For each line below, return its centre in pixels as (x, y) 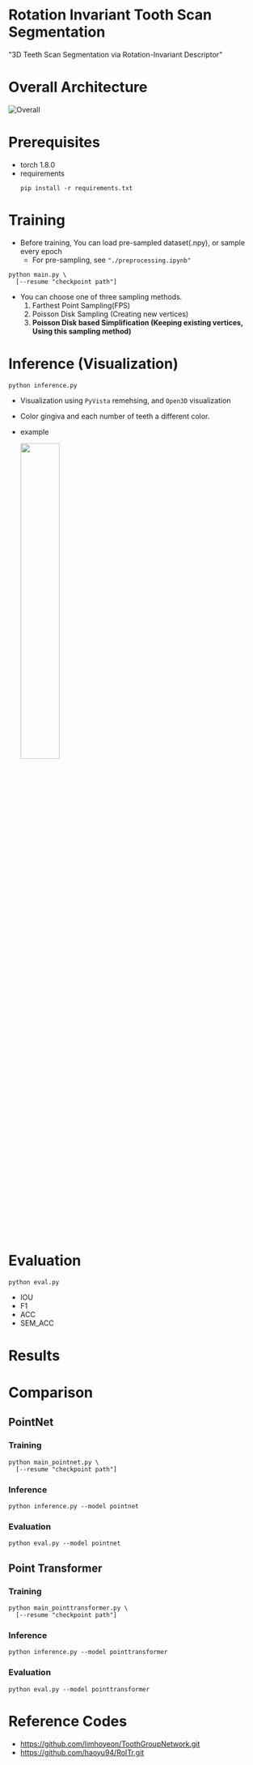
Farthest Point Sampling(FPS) (81, 305)
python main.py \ (38, 274)
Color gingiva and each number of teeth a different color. (115, 416)
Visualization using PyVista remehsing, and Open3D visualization (126, 400)
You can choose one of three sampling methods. (101, 296)
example (34, 431)
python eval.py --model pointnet (65, 1543)
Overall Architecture (78, 87)
